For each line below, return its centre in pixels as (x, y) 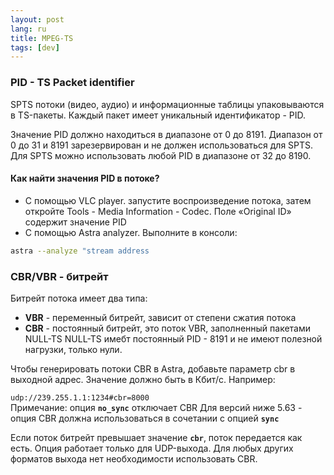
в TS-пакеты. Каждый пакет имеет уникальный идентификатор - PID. (158, 115)
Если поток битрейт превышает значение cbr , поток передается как (156, 437)
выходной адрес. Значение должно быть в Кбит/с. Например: (143, 379)
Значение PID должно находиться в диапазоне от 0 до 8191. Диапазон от (166, 134)
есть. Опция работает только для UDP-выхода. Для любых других (152, 448)
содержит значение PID (75, 222)
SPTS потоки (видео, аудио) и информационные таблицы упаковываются (167, 104)
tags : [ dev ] (35, 47)
